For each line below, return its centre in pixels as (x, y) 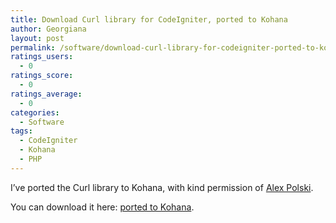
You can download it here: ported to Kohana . (102, 207)
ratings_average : (46, 94)
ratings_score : (42, 76)
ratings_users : (42, 57)
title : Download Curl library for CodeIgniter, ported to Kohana (149, 19)
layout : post (37, 38)
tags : (21, 131)
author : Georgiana (48, 29)
